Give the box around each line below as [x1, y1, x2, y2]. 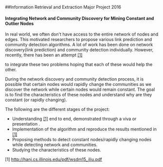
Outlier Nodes [5, 21, 34, 26]
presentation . [12, 121, 40, 127]
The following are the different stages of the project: [5, 106, 110, 112]
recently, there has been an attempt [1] [5, 52, 83, 58]
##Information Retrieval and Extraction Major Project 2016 [5, 4, 122, 10]
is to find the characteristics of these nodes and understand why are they [5, 92, 152, 98]
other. [5, 67, 17, 73]
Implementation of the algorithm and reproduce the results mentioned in [12, 126, 157, 132]
